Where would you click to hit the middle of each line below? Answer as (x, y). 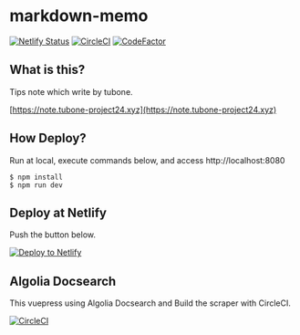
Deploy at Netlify (58, 212)
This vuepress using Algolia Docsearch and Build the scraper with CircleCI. (150, 303)
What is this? (47, 70)
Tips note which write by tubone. (72, 91)
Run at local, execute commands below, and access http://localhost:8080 (147, 160)
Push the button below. (52, 235)
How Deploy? (48, 138)
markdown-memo (79, 16)
